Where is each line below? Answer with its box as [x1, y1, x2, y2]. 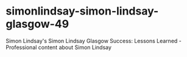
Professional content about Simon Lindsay [5, 44, 112, 51]
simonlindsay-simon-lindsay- [5, 4, 159, 18]
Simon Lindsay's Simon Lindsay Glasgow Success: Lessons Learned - [5, 37, 182, 44]
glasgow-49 [5, 17, 69, 31]
